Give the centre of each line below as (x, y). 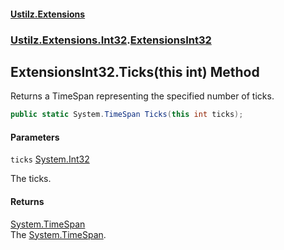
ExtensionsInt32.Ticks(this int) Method (135, 71)
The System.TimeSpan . (58, 234)
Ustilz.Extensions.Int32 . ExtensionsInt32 (111, 40)
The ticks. (31, 179)
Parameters (35, 137)
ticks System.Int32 (50, 159)
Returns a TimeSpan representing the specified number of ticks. (142, 96)
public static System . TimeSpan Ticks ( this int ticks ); (127, 115)
